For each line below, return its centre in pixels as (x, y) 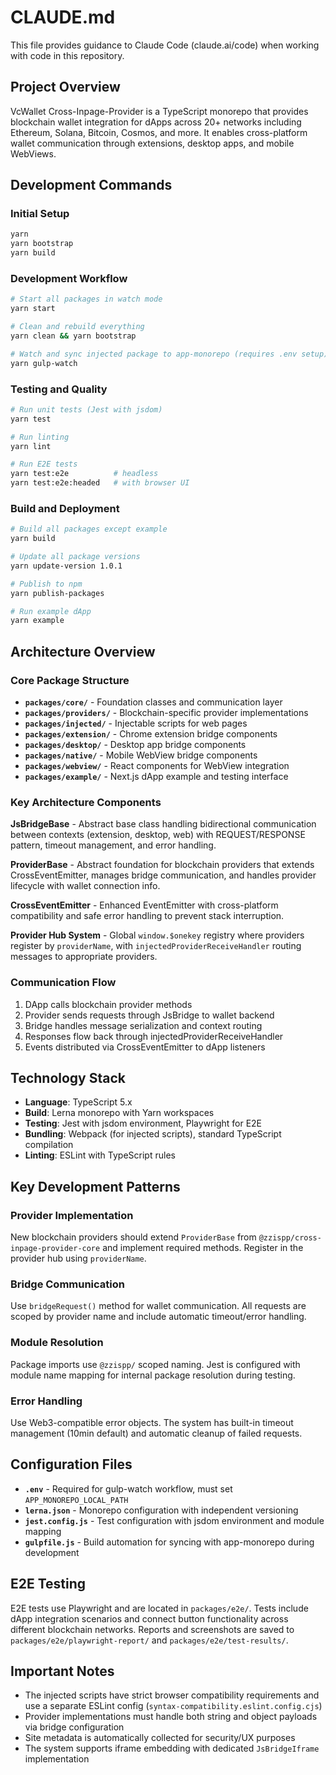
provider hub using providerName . (78, 1258)
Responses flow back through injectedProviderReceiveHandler (154, 1036)
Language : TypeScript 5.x (78, 1102)
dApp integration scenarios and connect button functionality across (149, 1618)
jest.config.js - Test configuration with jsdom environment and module (174, 1520)
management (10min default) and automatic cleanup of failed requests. (156, 1433)
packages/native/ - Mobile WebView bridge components (141, 755)
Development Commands (91, 185)
